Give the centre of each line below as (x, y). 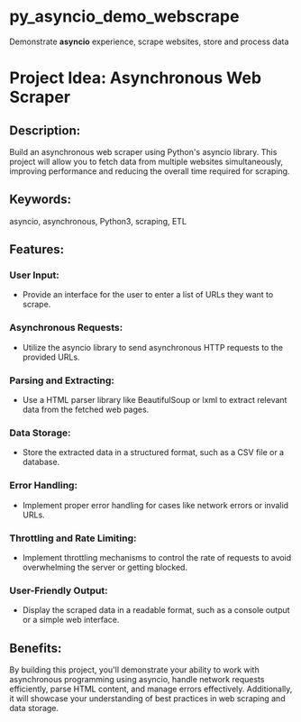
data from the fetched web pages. (86, 410)
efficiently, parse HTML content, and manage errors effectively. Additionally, (151, 689)
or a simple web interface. (71, 620)
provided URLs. (51, 357)
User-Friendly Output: (59, 590)
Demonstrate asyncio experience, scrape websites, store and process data (149, 41)
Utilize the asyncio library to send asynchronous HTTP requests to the (153, 347)
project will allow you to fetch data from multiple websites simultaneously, (146, 161)
